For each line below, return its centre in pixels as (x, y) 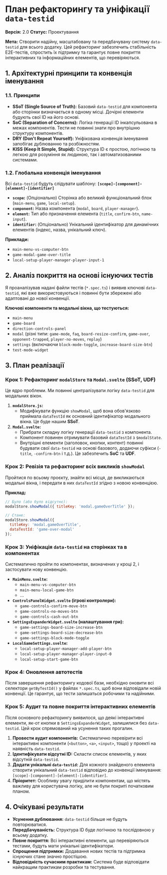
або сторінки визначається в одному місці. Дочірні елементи (78, 112)
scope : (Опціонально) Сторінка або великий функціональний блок (82, 198)
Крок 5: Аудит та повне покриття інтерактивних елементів (81, 707)
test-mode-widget (30, 350)
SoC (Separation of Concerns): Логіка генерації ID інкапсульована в (85, 122)
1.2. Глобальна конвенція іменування (53, 172)
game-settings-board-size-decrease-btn (61, 633)
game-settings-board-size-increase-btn (61, 628)
